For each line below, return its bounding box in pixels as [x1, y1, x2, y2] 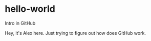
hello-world [5, 3, 56, 15]
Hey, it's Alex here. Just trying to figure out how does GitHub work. [5, 30, 146, 36]
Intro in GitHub [5, 20, 36, 26]
